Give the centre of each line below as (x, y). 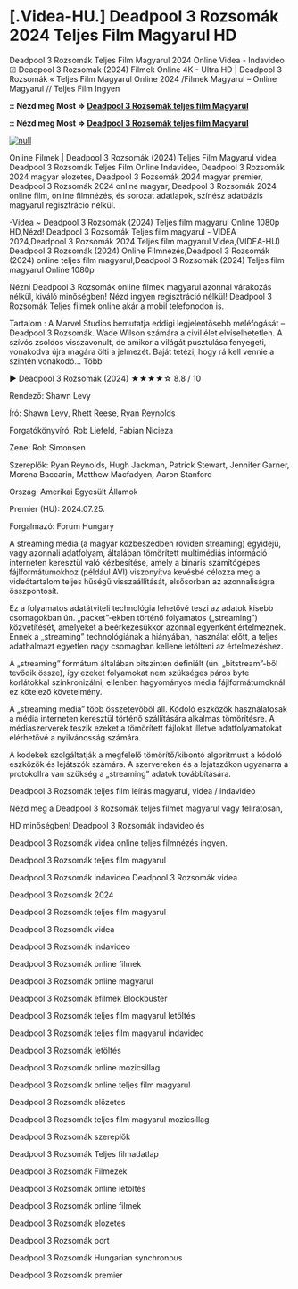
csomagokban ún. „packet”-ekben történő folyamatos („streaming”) (134, 617)
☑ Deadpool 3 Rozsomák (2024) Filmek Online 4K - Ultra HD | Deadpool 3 (146, 70)
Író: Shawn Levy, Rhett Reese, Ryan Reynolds (92, 413)
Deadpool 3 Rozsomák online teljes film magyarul (100, 1085)
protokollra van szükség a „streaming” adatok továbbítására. (120, 773)
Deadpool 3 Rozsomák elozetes (67, 1223)
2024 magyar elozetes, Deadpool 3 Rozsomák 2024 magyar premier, (136, 177)
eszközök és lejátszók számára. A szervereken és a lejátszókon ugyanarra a (149, 764)
